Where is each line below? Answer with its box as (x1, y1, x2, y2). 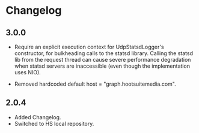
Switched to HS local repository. (14, 120, 94, 127)
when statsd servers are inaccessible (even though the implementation (14, 62, 191, 69)
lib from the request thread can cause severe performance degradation (14, 56, 191, 63)
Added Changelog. (14, 113, 61, 120)
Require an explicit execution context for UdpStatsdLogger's (14, 43, 164, 50)
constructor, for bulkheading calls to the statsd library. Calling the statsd (14, 50, 194, 57)
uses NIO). (14, 69, 41, 75)
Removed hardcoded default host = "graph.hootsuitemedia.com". (14, 80, 176, 87)
